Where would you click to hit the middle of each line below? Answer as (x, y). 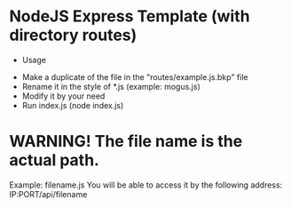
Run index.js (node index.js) (73, 105)
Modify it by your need (63, 96)
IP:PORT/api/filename (48, 194)
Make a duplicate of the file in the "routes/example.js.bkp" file (135, 76)
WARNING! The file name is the (126, 142)
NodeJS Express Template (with (130, 16)
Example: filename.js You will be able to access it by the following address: (146, 185)
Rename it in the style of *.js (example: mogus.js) (111, 86)
